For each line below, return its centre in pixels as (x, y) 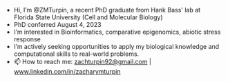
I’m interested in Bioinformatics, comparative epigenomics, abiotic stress (117, 32)
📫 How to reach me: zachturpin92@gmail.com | (83, 62)
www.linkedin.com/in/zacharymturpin (67, 71)
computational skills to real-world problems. (76, 54)
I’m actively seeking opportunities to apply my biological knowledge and (116, 47)
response (27, 39)
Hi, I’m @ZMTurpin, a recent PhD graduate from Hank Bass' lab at (107, 10)
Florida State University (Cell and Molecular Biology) (88, 17)
